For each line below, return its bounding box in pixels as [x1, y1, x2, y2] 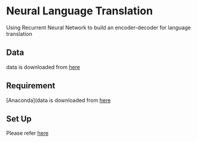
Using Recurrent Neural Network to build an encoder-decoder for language [6, 24, 191, 31]
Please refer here [6, 129, 49, 137]
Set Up [6, 113, 32, 124]
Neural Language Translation [6, 4, 153, 18]
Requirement [6, 81, 56, 91]
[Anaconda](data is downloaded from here [6, 97, 111, 104]
